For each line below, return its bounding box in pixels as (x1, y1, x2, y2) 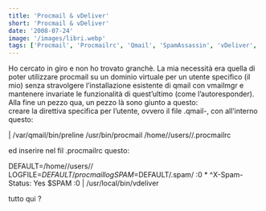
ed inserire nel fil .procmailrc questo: (8, 146, 130, 156)
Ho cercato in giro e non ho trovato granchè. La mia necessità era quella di (8, 63, 256, 73)
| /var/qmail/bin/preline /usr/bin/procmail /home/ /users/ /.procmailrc (8, 130, 231, 140)
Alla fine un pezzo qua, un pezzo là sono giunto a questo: (8, 98, 198, 108)
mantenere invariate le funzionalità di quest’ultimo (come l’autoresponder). (8, 89, 255, 99)
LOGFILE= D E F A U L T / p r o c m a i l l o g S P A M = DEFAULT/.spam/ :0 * (8, 170, 208, 180)
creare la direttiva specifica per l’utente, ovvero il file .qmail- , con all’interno (8, 106, 259, 116)
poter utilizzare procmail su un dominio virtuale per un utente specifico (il (8, 72, 251, 82)
